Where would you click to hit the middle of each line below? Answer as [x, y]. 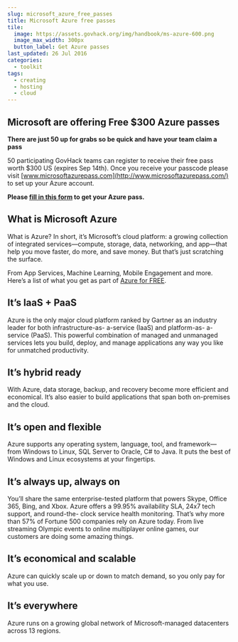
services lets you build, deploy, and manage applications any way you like [115, 343]
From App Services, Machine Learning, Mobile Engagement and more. [110, 273]
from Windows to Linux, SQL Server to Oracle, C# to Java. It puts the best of [119, 451]
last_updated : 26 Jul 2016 [47, 54]
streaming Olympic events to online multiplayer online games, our [103, 529]
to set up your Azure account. [51, 183]
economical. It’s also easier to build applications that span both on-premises [119, 397]
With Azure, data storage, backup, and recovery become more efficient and [118, 390]
